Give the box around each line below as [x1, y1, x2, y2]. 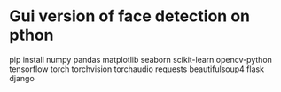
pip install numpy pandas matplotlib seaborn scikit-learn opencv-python [9, 54, 273, 65]
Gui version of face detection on [9, 6, 251, 27]
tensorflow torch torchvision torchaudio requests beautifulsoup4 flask [9, 64, 264, 74]
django [9, 73, 35, 83]
